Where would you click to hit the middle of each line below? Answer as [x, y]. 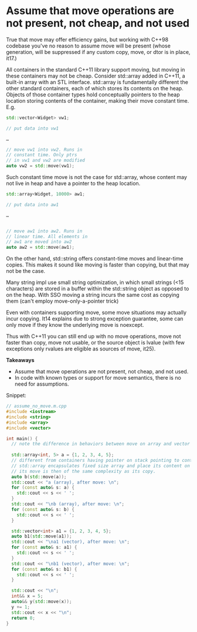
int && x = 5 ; [27, 596]
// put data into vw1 [33, 128]
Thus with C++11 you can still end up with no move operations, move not [94, 336]
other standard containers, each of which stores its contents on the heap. [95, 88]
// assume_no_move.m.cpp [36, 406]
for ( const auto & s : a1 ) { [44, 547]
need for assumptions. [42, 384]
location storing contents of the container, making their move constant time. [98, 100]
